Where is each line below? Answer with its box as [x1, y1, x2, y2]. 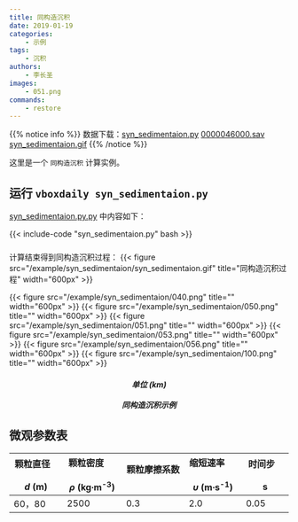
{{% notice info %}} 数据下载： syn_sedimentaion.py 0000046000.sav [9, 129, 265, 140]
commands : [9, 95, 46, 105]
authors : [9, 63, 42, 72]
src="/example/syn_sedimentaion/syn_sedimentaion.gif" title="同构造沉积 [9, 263, 279, 274]
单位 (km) [131, 379, 167, 390]
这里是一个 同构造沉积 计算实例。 [9, 157, 125, 168]
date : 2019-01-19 [9, 21, 74, 30]
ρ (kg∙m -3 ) [69, 479, 115, 494]
